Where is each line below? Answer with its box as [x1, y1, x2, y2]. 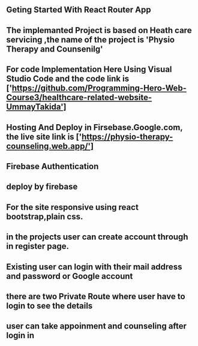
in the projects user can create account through [6, 232, 188, 242]
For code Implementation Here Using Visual [6, 64, 172, 74]
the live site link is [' [6, 131, 82, 142]
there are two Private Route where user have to [6, 291, 185, 302]
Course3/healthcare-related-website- [6, 92, 152, 103]
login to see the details [6, 300, 93, 311]
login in [6, 330, 35, 341]
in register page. [6, 241, 69, 251]
